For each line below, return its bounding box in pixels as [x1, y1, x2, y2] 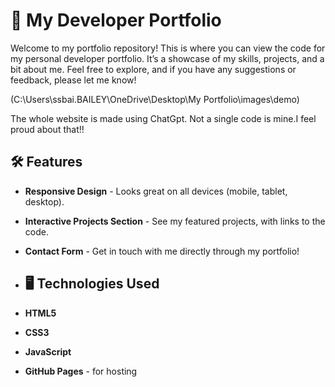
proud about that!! [10, 123, 85, 135]
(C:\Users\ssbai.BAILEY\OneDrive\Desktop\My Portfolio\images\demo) [10, 93, 300, 105]
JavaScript [24, 345, 72, 358]
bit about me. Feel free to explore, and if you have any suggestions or [10, 63, 297, 75]
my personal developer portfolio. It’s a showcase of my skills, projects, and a [10, 52, 325, 64]
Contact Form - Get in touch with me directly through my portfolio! [24, 245, 300, 257]
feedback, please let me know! [10, 74, 137, 86]
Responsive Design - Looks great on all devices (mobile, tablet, [24, 185, 288, 197]
